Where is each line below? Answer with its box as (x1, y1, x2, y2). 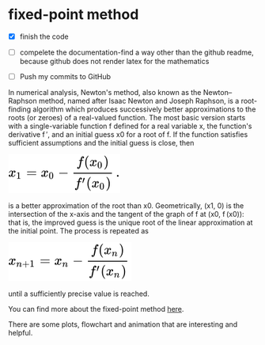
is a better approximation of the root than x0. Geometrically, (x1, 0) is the (8, 201, 244, 210)
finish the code (19, 32, 69, 41)
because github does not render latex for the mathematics (19, 57, 210, 66)
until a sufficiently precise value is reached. (8, 289, 150, 298)
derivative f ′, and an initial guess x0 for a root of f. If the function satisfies (8, 130, 248, 139)
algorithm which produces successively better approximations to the (32, 104, 256, 114)
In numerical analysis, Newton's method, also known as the (8, 88, 202, 97)
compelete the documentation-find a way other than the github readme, (19, 47, 255, 57)
